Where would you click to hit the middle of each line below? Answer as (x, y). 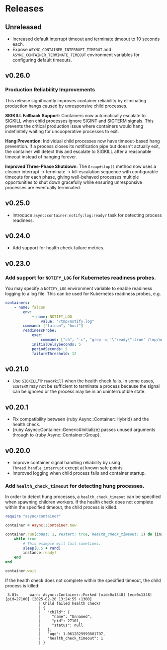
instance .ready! (40, 553)
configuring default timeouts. (42, 60)
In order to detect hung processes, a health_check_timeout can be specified (83, 497)
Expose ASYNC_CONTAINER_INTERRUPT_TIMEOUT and (62, 49)
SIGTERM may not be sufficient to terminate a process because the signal (86, 386)
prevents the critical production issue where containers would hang (74, 126)
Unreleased (24, 27)
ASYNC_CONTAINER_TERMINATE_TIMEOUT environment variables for (76, 55)
